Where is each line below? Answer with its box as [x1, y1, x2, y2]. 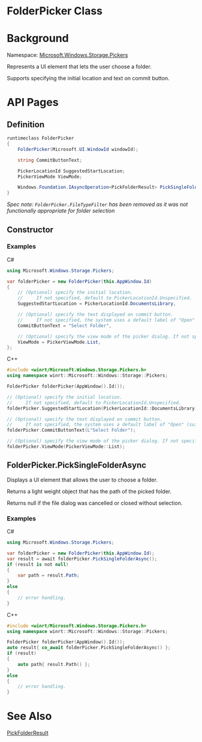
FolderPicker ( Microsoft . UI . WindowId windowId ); [17, 146, 138, 152]
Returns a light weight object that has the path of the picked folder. [7, 487, 172, 495]
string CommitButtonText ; [17, 157, 83, 163]
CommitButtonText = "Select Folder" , [17, 322, 112, 329]
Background [7, 32, 69, 46]
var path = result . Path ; [17, 573, 80, 579]
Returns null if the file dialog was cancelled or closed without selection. [7, 499, 183, 507]
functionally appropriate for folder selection [7, 207, 115, 214]
